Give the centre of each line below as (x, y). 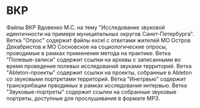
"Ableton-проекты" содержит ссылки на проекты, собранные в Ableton (99, 72)
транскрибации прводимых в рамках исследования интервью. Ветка (97, 85)
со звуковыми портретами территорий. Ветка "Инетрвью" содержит (96, 79)
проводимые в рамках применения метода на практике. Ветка (88, 53)
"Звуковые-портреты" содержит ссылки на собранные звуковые (91, 92)
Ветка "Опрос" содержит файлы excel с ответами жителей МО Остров (98, 40)
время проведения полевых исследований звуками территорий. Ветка (99, 66)
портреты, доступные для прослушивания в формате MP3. (83, 98)
